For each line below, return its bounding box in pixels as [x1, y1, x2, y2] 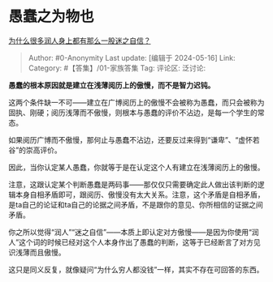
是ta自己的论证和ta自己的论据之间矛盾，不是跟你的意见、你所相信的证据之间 [8, 199, 264, 209]
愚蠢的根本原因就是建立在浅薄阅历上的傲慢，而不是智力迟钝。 [8, 80, 215, 90]
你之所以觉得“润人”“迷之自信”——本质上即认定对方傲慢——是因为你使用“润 [8, 227, 259, 237]
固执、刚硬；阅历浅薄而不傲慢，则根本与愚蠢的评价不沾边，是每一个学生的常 [8, 107, 265, 117]
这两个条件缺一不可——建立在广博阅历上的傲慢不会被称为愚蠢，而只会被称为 [8, 97, 265, 107]
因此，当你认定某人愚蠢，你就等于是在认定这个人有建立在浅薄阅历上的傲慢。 [8, 162, 265, 172]
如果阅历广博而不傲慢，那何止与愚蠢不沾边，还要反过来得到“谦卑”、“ [8, 135, 239, 144]
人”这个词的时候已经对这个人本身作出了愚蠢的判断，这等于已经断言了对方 [8, 237, 254, 247]
